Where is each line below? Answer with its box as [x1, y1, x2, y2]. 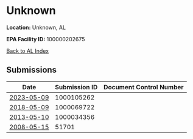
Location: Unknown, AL [6, 24, 66, 31]
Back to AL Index [6, 47, 49, 55]
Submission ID [54, 83, 98, 91]
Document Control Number [103, 83, 184, 91]
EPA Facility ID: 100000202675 [6, 35, 85, 42]
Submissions [6, 65, 57, 75]
